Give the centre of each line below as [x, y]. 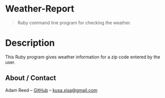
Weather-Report [40, 9]
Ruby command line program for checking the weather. [74, 23]
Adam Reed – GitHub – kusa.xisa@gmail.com [51, 90]
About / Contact [31, 78]
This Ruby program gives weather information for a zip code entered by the [83, 57]
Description [30, 43]
